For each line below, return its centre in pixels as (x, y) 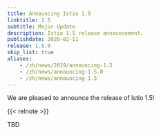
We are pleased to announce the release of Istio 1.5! (81, 98)
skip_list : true (30, 53)
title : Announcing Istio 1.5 (49, 14)
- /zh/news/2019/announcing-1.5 (66, 65)
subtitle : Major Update (41, 26)
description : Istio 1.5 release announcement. (75, 33)
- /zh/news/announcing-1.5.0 (61, 72)
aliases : (20, 59)
